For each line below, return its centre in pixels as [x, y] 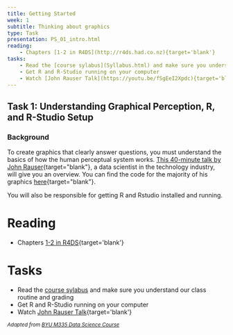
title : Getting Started [42, 14]
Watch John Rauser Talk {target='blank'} [75, 312]
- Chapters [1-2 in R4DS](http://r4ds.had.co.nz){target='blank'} [118, 53]
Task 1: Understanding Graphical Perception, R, [111, 106]
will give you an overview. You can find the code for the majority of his [107, 174]
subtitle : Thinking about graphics [59, 26]
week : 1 [18, 20]
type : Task [23, 33]
